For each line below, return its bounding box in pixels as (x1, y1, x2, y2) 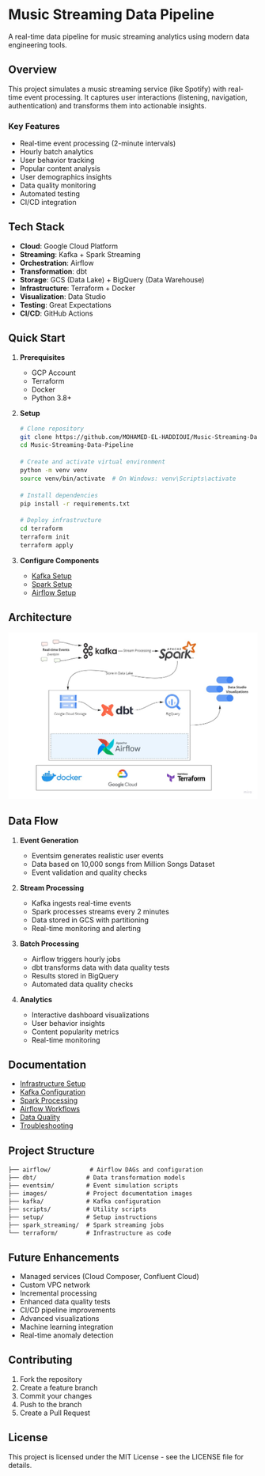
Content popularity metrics (31, 1027, 119, 1036)
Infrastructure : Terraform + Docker (19, 283, 136, 293)
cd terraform (19, 524, 63, 533)
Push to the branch (19, 1399, 82, 1409)
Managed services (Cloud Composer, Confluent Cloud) (19, 1272, 199, 1281)
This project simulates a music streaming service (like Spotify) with (8, 84, 227, 93)
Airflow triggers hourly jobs (31, 954, 121, 963)
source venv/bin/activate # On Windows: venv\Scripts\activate (19, 475, 237, 483)
